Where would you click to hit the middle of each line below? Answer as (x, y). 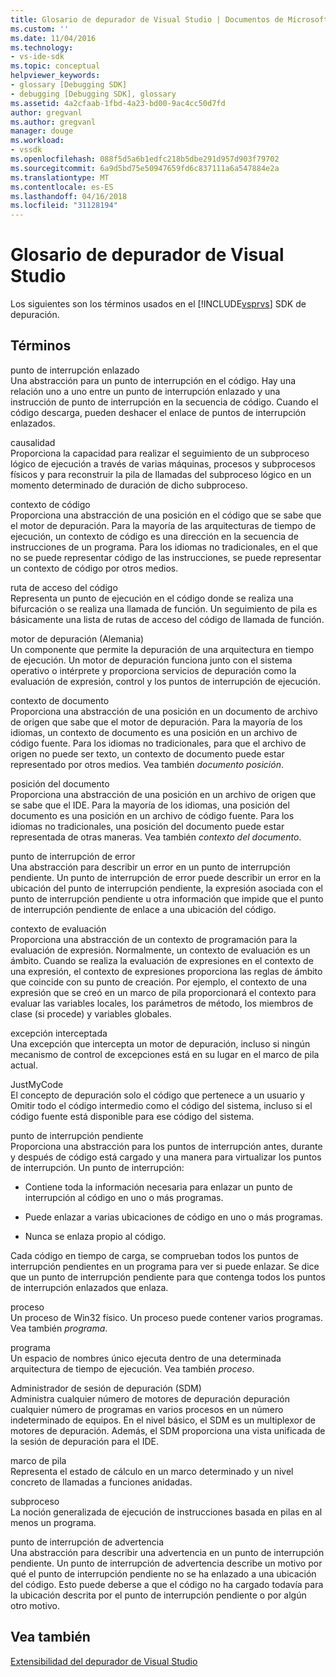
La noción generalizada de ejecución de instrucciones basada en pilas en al (166, 1512)
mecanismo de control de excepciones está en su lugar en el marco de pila (165, 1054)
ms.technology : (42, 47)
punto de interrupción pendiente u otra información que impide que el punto (167, 898)
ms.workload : (37, 141)
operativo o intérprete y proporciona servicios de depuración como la (153, 670)
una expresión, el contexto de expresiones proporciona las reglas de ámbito (166, 971)
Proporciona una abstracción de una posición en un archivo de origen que (163, 794)
